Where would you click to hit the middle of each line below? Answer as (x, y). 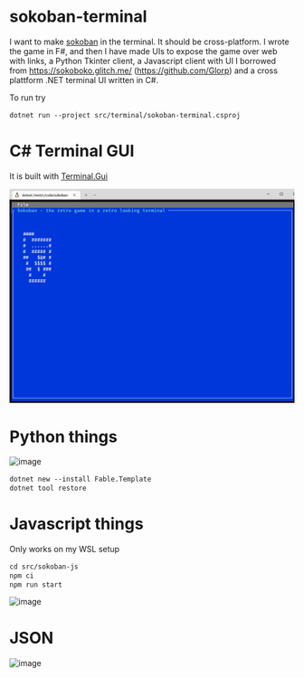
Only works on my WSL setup (65, 550)
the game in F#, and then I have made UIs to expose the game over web (143, 51)
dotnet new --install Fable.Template (81, 480)
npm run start (36, 585)
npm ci (22, 576)
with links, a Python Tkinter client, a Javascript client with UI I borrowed (143, 61)
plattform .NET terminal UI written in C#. (84, 80)
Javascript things (76, 524)
